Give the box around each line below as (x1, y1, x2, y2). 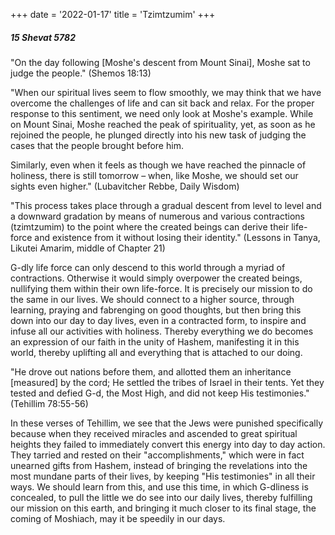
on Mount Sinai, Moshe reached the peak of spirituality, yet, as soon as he (10, 118, 316, 130)
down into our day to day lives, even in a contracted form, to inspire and (10, 314, 307, 326)
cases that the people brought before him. (10, 139, 184, 151)
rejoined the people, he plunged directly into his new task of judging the (10, 129, 307, 141)
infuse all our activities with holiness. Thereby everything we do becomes (10, 325, 314, 337)
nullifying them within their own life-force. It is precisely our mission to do (10, 282, 313, 294)
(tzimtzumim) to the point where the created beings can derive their (10, 220, 290, 233)
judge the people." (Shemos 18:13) (10, 67, 152, 79)
